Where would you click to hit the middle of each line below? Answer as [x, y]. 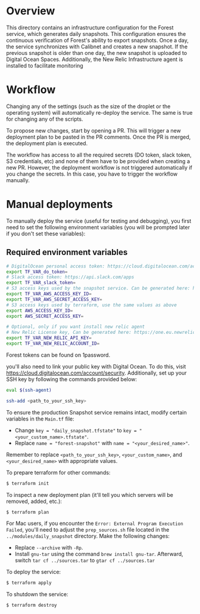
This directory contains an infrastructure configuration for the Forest [90, 27]
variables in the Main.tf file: [40, 419]
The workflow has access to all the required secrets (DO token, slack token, [99, 155]
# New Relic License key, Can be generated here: [69, 333]
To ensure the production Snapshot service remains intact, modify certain [97, 412]
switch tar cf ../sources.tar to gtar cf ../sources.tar [85, 560]
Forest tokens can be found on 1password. [58, 355]
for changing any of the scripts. [45, 119]
